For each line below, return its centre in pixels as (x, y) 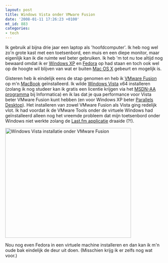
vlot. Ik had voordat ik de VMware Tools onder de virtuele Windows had (79, 110)
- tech (12, 33)
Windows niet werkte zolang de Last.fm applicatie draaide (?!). (70, 121)
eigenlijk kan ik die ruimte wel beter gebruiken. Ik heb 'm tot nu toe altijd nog (84, 58)
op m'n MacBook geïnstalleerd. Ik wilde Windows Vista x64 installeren (78, 84)
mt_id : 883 (17, 24)
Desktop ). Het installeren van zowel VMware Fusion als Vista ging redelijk (81, 105)
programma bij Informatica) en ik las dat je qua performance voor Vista (78, 94)
